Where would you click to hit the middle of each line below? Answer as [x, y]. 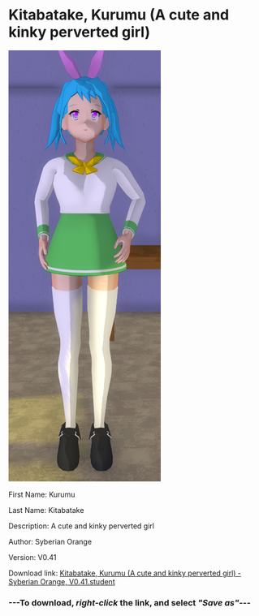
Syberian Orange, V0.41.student [62, 581]
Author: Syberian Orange [50, 541]
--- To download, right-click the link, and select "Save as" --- [130, 602]
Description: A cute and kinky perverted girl [81, 526]
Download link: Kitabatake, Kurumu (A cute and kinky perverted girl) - [125, 573]
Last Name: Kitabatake [46, 510]
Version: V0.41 [32, 557]
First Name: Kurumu [42, 494]
